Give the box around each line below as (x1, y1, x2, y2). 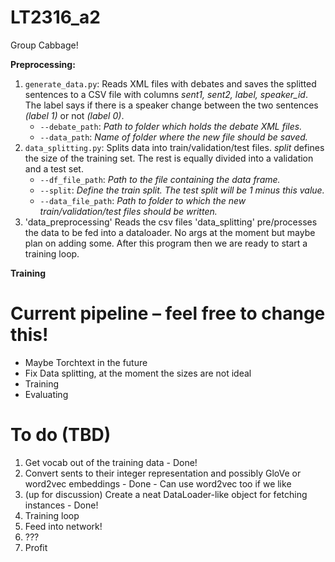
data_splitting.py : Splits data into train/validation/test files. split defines (24, 141, 325, 153)
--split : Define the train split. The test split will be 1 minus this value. (39, 184, 325, 196)
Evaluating (24, 388, 69, 400)
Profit (24, 541, 48, 553)
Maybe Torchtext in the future (24, 356, 148, 368)
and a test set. (24, 162, 84, 175)
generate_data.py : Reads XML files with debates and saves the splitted (24, 77, 317, 90)
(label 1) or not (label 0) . (24, 109, 125, 121)
